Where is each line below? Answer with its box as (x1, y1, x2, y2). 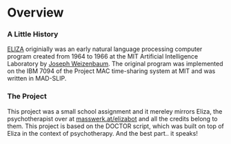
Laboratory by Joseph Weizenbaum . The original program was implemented (7, 60, 223, 68)
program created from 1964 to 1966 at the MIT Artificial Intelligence (7, 52, 199, 61)
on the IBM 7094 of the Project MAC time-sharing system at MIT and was (7, 67, 216, 75)
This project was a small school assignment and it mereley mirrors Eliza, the (7, 107, 223, 115)
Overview (7, 5, 64, 21)
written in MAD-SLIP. (7, 74, 67, 83)
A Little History (7, 30, 59, 39)
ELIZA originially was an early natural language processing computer (7, 45, 203, 53)
